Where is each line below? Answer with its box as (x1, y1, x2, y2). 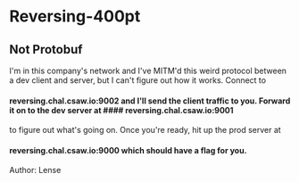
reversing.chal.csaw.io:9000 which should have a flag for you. (9, 145, 247, 155)
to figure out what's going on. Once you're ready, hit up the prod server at (9, 125, 281, 136)
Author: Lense (9, 165, 62, 176)
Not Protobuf (9, 42, 83, 57)
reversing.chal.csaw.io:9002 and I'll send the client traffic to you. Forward (9, 95, 291, 106)
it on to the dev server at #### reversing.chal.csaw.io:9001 (9, 104, 234, 115)
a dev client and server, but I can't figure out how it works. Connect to (9, 75, 266, 86)
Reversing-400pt (9, 6, 141, 27)
